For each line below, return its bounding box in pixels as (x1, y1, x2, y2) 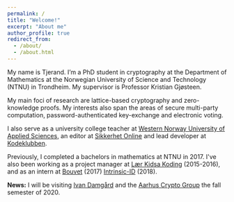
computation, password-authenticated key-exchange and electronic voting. (7, 110, 224, 119)
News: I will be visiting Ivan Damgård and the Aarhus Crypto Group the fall (7, 180, 221, 189)
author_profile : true (7, 29, 70, 37)
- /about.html (13, 49, 54, 56)
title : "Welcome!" (7, 17, 61, 24)
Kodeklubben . (7, 139, 47, 147)
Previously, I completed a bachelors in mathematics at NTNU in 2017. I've (7, 152, 217, 160)
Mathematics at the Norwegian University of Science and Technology (7, 75, 207, 83)
